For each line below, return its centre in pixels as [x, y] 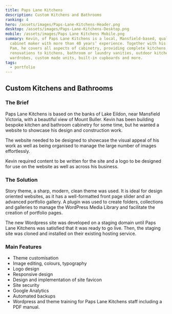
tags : [11, 63]
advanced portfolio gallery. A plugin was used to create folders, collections [84, 202]
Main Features [24, 247]
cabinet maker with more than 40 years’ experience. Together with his [88, 44]
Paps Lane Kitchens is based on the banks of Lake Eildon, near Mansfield [83, 114]
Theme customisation [36, 258]
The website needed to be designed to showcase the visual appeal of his [82, 140]
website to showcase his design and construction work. [64, 130]
